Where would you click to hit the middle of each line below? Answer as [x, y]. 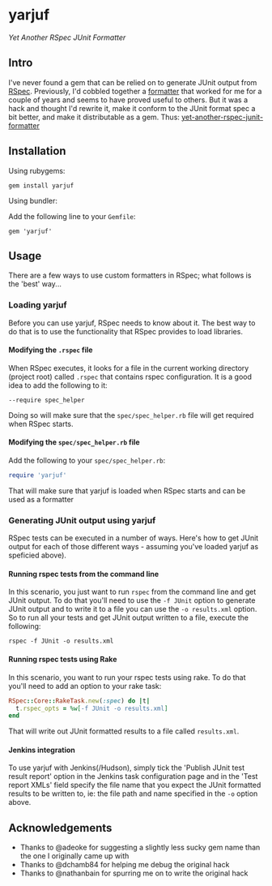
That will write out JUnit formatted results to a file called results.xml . [124, 731]
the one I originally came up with [74, 856]
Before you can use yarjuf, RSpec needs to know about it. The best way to [132, 323]
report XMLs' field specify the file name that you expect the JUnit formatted [135, 785]
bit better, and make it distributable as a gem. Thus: [94, 117]
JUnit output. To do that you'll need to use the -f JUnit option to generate [132, 600]
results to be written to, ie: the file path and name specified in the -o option [133, 794]
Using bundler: [33, 200]
